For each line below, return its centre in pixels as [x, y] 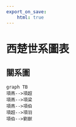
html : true [31, 17]
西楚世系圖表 [38, 49]
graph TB [17, 87]
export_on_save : [26, 12]
